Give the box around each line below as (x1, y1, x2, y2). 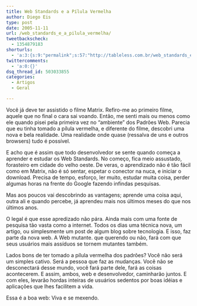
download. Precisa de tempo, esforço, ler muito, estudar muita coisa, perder (6, 174, 190, 181)
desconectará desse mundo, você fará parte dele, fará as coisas (6, 264, 162, 271)
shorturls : (6, 47, 33, 53)
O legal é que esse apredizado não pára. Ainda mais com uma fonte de (6, 215, 178, 222)
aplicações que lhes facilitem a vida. (6, 283, 94, 290)
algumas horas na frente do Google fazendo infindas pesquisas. (6, 180, 161, 187)
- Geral (11, 85, 30, 91)
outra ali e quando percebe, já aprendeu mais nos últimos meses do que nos (6, 197, 191, 204)
